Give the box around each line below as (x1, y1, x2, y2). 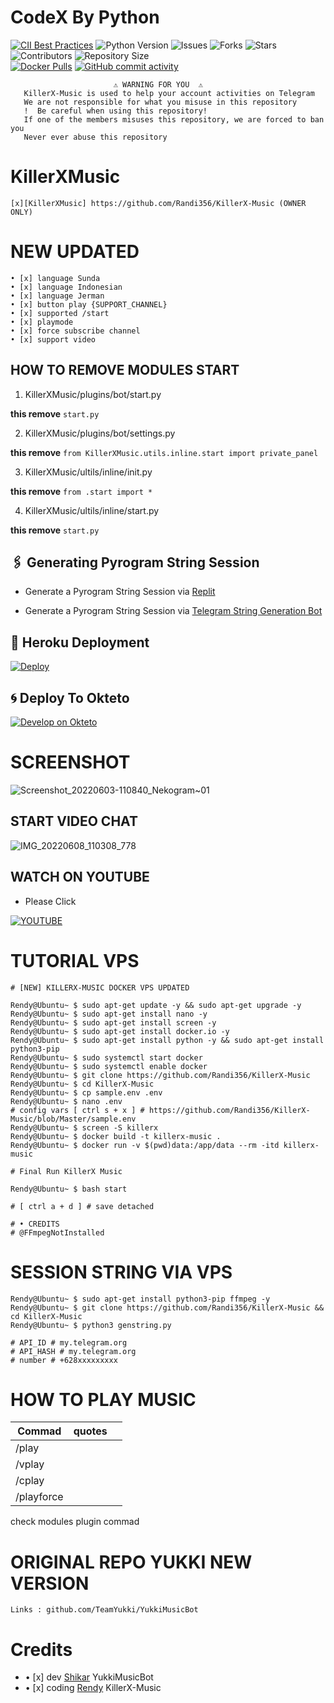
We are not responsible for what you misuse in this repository (23, 97, 298, 107)
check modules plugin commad (10, 1516, 140, 1528)
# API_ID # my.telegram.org (10, 1337, 128, 1348)
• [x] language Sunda (10, 273, 101, 283)
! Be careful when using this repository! (23, 106, 208, 116)
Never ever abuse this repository (23, 132, 168, 142)
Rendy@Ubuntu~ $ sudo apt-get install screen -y (10, 1017, 217, 1028)
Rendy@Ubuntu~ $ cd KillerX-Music (10, 1079, 155, 1089)
